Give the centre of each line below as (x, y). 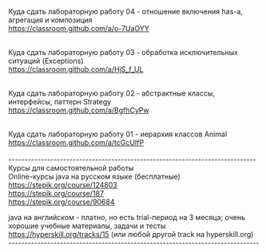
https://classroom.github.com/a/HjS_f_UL (76, 69)
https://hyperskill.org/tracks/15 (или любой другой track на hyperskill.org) (131, 234)
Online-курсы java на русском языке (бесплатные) (95, 176)
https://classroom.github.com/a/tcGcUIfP (76, 142)
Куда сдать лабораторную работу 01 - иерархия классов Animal (118, 134)
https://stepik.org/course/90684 (62, 202)
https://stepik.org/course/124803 (63, 185)
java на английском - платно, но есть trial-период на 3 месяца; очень (127, 217)
